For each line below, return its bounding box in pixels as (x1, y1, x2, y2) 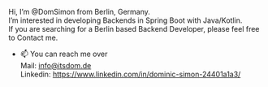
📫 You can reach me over (19, 49, 108, 59)
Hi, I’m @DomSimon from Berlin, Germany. (8, 7, 150, 16)
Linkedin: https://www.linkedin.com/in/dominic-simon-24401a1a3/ (19, 69, 241, 79)
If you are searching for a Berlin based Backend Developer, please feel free (8, 24, 260, 33)
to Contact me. (8, 33, 58, 42)
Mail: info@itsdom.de (19, 61, 92, 70)
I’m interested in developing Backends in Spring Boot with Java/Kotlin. (8, 15, 243, 25)
